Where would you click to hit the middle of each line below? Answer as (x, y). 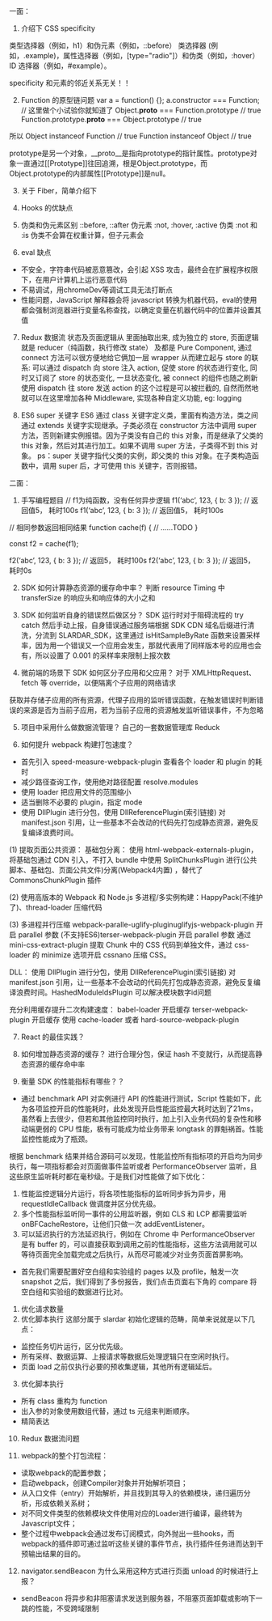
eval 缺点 (36, 252)
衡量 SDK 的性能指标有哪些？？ (73, 1081)
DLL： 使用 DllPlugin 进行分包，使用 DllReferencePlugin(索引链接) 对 (123, 972)
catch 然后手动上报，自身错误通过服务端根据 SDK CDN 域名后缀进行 (134, 625)
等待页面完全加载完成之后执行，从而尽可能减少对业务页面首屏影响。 (134, 1254)
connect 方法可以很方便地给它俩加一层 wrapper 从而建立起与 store (132, 357)
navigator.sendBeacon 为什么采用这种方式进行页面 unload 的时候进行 (136, 1571)
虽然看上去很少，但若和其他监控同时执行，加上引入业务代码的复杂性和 (138, 1119)
